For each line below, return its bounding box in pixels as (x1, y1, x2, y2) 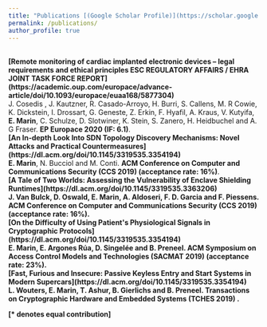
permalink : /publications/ (8, 19, 98, 27)
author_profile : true (8, 26, 80, 34)
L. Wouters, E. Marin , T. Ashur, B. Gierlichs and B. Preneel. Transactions (8, 286, 250, 295)
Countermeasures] (82, 141, 147, 152)
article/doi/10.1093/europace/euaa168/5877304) (8, 91, 175, 100)
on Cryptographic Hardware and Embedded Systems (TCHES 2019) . (8, 294, 240, 304)
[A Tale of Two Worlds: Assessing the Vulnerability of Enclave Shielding (8, 175, 251, 185)
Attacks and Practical (8, 141, 81, 152)
